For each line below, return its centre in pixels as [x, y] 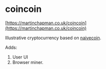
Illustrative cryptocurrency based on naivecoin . [53, 38]
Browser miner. [28, 62]
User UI [20, 57]
